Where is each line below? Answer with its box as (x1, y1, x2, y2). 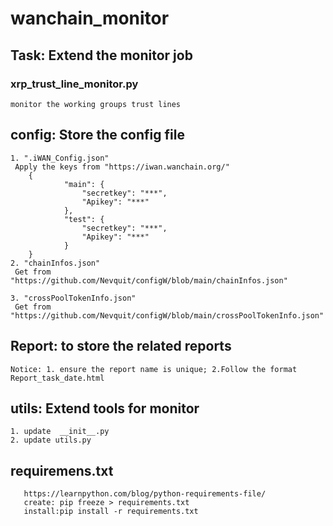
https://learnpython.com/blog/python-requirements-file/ (23, 489, 267, 499)
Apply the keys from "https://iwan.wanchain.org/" (14, 162, 230, 172)
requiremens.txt (10, 462, 114, 479)
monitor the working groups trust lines (10, 99, 182, 109)
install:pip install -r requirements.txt (23, 507, 199, 517)
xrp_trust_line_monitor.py (10, 77, 139, 91)
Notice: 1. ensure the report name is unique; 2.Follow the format (10, 364, 298, 374)
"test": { (63, 214, 105, 224)
